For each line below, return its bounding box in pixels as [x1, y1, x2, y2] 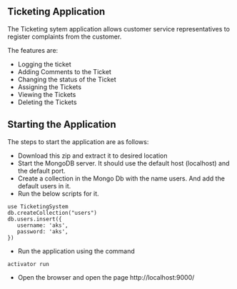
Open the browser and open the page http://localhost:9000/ [17, 273, 195, 281]
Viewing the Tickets [17, 90, 76, 98]
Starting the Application [7, 118, 116, 131]
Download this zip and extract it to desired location [17, 151, 168, 160]
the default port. [17, 166, 66, 175]
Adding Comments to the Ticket [17, 67, 112, 76]
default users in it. [17, 181, 71, 190]
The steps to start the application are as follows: [7, 137, 149, 146]
